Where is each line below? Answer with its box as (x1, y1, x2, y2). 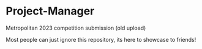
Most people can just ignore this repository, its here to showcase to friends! (6, 36, 196, 43)
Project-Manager (6, 4, 95, 18)
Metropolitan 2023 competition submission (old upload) (6, 24, 146, 31)
